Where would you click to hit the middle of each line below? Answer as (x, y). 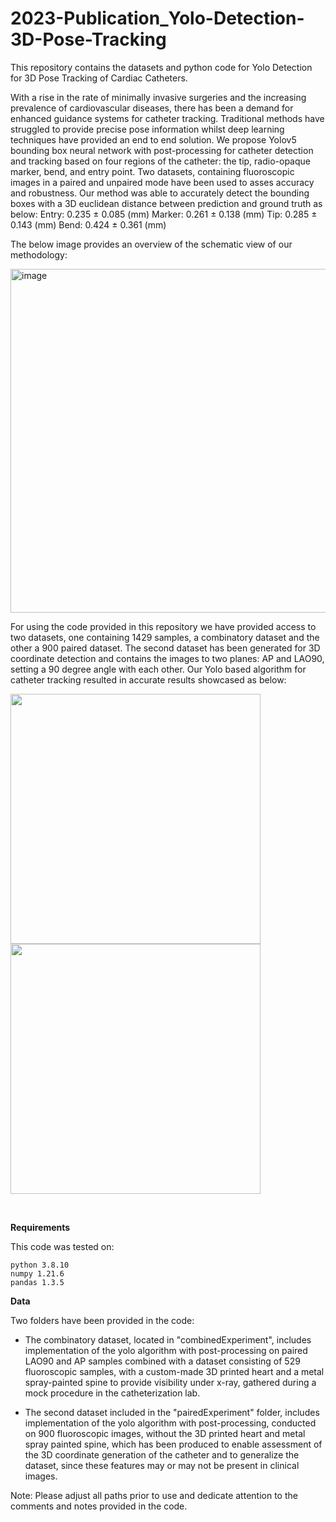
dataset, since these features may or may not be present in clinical (162, 1465)
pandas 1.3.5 (37, 1282)
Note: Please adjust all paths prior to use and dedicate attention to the (154, 1495)
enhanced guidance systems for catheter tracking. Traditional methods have (167, 118)
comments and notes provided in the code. (99, 1506)
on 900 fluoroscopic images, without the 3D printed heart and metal (165, 1433)
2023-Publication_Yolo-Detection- (157, 18)
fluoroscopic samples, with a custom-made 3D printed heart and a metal (174, 1371)
